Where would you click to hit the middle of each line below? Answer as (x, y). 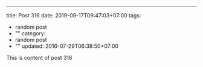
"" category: (30, 33)
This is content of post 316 (39, 58)
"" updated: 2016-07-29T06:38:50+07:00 (67, 46)
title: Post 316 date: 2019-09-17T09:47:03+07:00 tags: (74, 15)
